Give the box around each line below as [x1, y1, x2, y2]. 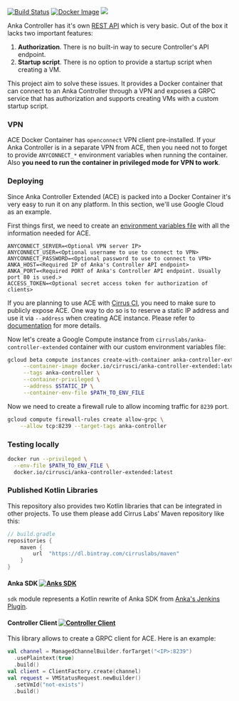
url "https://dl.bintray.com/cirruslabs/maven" [33, 550, 180, 557]
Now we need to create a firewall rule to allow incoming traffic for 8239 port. [7, 402, 229, 410]
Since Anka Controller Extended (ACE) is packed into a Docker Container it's [7, 192, 231, 200]
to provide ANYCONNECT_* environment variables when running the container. [7, 151, 228, 159]
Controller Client [7, 619, 58, 627]
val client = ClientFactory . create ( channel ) [7, 668, 142, 675]
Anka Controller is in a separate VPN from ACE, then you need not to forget [7, 143, 228, 152]
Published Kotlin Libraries [7, 486, 98, 496]
